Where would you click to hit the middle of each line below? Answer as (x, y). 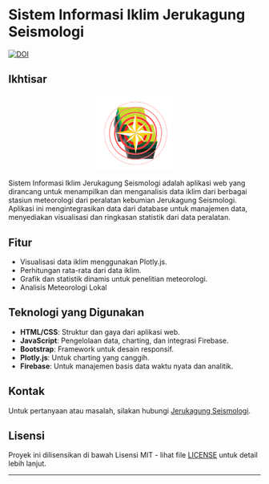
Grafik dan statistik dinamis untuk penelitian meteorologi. (114, 279)
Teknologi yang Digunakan (76, 313)
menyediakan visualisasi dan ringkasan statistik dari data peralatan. (119, 218)
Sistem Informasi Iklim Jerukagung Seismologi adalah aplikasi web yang (127, 183)
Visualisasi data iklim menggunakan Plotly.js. (93, 262)
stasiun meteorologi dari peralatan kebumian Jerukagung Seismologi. (123, 200)
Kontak (27, 391)
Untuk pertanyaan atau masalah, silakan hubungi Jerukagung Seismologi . (129, 410)
